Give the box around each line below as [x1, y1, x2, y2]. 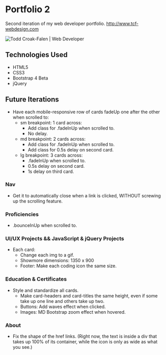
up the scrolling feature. [12, 198, 63, 204]
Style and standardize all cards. [12, 287, 79, 293]
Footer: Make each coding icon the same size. [20, 263, 117, 269]
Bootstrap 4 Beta [12, 75, 48, 81]
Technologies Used [5, 50, 68, 59]
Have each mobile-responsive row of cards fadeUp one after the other [12, 109, 160, 115]
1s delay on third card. [27, 168, 75, 174]
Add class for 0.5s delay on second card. [27, 146, 114, 153]
